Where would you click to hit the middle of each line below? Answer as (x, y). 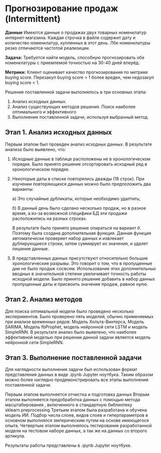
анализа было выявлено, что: (36, 149)
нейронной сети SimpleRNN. (35, 342)
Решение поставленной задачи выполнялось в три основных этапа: (76, 92)
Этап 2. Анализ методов (44, 299)
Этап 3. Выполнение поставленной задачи (73, 357)
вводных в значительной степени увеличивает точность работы (79, 274)
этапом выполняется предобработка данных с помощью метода (73, 400)
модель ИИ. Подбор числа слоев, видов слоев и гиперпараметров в (77, 415)
